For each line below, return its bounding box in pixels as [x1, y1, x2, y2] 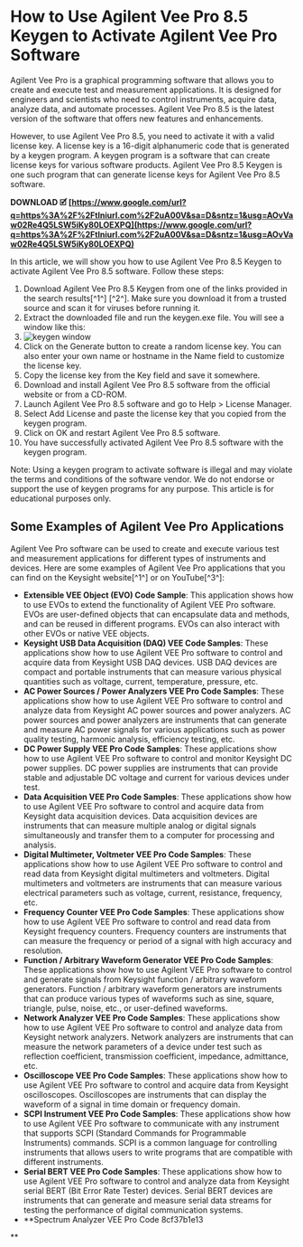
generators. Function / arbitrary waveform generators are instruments [23, 983, 282, 994]
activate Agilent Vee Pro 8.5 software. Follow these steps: [10, 265, 225, 277]
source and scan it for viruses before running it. [23, 302, 201, 313]
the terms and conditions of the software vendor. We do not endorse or [10, 473, 275, 485]
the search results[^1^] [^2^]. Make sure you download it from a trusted [23, 292, 287, 304]
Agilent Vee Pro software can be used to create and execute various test [10, 543, 280, 553]
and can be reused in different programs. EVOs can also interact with [23, 618, 280, 629]
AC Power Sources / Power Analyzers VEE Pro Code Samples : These [23, 685, 285, 696]
